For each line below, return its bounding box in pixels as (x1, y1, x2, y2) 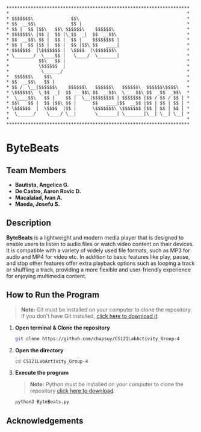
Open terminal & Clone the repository (14, 324, 110, 331)
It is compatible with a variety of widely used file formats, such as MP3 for (6, 247, 191, 254)
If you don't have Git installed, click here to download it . (20, 312, 159, 319)
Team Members (6, 165, 66, 176)
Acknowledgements (6, 416, 84, 426)
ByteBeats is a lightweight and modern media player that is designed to (6, 233, 184, 241)
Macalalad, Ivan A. (14, 194, 63, 201)
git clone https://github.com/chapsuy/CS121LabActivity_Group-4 (14, 335, 180, 341)
